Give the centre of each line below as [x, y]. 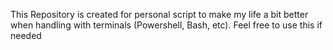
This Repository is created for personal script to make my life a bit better [159, 14]
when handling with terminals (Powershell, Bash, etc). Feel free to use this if [166, 25]
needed [26, 35]
